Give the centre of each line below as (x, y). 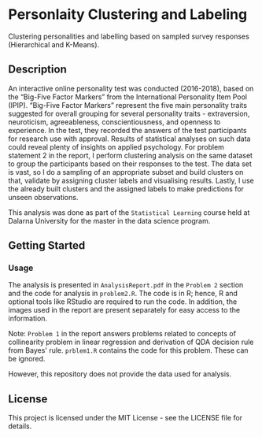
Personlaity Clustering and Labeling (128, 15)
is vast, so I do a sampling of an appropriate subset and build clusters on (126, 172)
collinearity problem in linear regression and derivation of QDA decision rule (131, 342)
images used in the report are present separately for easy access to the (124, 310)
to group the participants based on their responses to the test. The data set (130, 164)
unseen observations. (43, 197)
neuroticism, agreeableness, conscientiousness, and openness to (114, 122)
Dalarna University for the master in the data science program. (109, 220)
